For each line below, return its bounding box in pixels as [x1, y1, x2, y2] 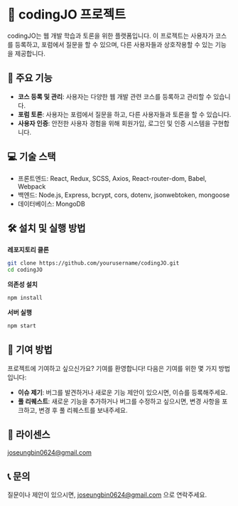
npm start [7, 322, 37, 330]
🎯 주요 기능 [7, 72, 53, 84]
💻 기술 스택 [7, 151, 56, 163]
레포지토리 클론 [7, 246, 50, 254]
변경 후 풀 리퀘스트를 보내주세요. [38, 406, 128, 414]
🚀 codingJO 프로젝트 [7, 6, 126, 23]
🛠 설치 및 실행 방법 [7, 222, 86, 234]
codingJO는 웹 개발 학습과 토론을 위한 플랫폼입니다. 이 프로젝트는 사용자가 [7, 31, 215, 40]
